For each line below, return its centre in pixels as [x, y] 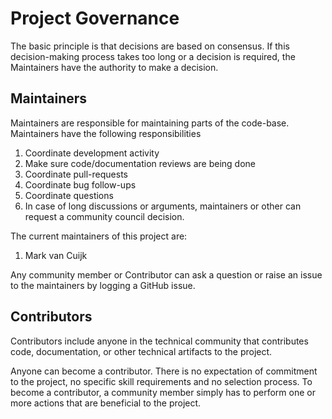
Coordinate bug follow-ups [80, 184]
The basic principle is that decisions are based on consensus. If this [150, 46]
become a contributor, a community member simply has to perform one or [163, 392]
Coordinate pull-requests [76, 174]
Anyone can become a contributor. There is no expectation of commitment [164, 371]
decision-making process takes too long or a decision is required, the [153, 56]
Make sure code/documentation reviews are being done [140, 163]
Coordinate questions [69, 195]
